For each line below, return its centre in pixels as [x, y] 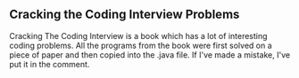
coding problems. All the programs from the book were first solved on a [141, 45]
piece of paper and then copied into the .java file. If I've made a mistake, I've [150, 55]
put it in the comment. [50, 64]
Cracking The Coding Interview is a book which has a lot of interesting [138, 35]
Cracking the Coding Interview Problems [125, 15]
